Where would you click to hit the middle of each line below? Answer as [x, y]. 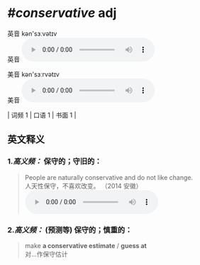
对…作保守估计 [46, 254]
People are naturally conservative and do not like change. [109, 177]
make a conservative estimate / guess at [85, 245]
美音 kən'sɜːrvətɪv [34, 74]
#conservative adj [62, 13]
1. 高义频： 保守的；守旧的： [55, 162]
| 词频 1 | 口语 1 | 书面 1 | [42, 115]
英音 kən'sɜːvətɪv [32, 33]
